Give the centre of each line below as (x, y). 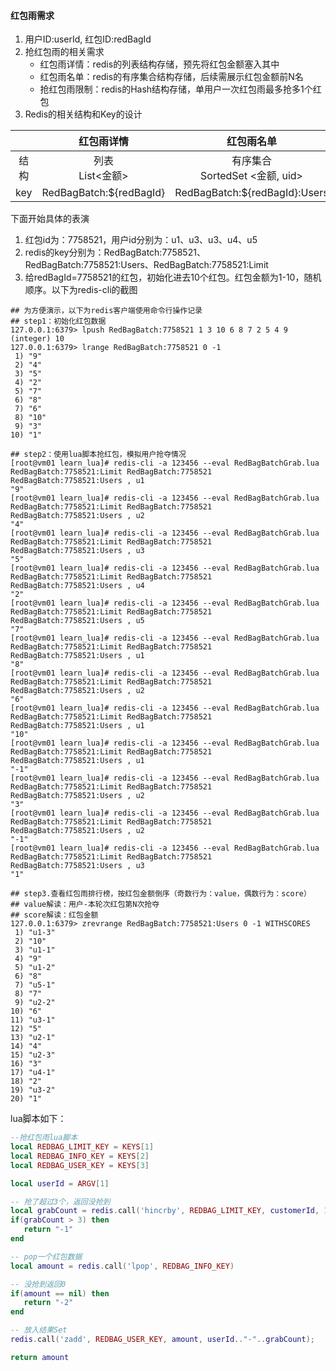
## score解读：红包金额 (54, 915)
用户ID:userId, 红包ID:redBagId (88, 39)
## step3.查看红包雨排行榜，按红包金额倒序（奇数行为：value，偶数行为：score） (161, 894)
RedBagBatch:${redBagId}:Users (251, 193)
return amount (40, 1357)
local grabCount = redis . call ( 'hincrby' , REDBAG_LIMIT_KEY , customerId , (165, 1211)
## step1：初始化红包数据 (58, 321)
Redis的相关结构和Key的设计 (83, 114)
